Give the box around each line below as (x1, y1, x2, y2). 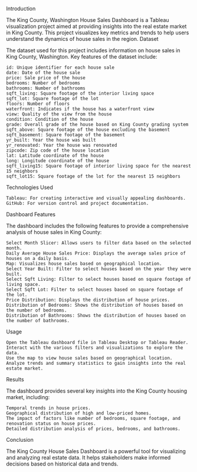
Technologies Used (6, 184, 53, 191)
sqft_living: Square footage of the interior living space (6, 91, 155, 97)
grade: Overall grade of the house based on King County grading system (6, 121, 189, 127)
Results (6, 376, 25, 383)
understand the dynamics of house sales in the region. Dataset (6, 36, 159, 42)
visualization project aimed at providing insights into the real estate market (6, 23, 187, 30)
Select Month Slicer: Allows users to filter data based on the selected (6, 240, 192, 246)
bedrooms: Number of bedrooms (6, 80, 81, 86)
